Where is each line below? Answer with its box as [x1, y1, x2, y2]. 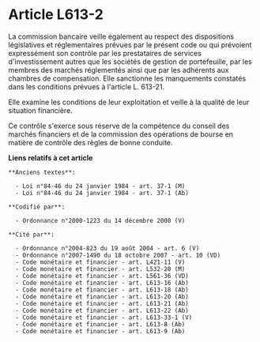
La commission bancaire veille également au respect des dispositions [8, 32, 235, 41]
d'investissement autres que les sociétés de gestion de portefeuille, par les [8, 57, 253, 66]
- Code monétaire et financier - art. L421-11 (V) [15, 258, 186, 266]
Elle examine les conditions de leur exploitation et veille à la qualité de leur [8, 97, 250, 107]
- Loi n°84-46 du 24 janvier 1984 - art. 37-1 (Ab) [15, 189, 190, 197]
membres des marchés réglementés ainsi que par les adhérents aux [8, 65, 229, 74]
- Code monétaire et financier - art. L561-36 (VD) [15, 272, 190, 280]
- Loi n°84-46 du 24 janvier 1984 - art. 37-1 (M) [15, 182, 186, 190]
